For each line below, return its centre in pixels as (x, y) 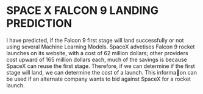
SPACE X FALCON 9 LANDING (82, 11)
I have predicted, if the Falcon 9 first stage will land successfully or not (95, 40)
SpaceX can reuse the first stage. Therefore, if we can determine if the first (101, 66)
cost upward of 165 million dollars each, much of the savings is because (97, 59)
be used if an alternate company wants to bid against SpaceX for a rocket (98, 79)
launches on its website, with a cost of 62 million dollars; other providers (97, 53)
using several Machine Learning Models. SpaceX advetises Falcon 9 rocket (101, 47)
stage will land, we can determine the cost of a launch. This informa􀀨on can (101, 72)
